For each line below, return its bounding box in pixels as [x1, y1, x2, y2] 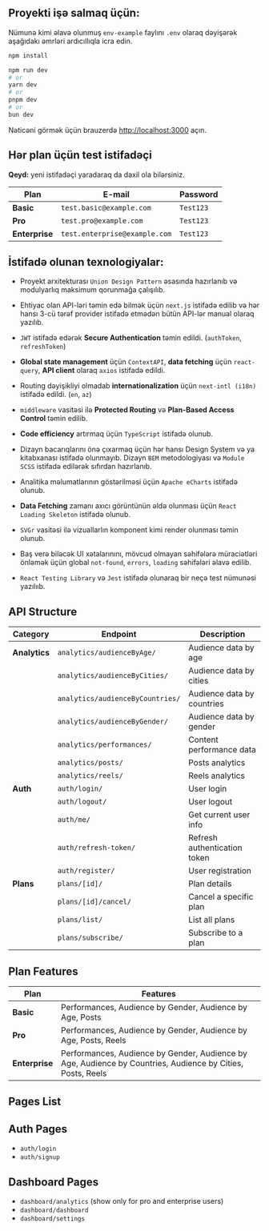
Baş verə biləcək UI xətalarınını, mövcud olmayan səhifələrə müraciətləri [19, 549, 258, 559]
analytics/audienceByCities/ [57, 672, 169, 680]
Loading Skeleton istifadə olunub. [19, 510, 130, 519]
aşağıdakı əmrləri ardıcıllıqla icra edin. [8, 36, 133, 46]
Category [12, 628, 50, 640]
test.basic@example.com [61, 203, 152, 212]
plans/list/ [57, 916, 103, 924]
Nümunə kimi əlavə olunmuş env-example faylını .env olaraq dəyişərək [8, 27, 238, 37]
